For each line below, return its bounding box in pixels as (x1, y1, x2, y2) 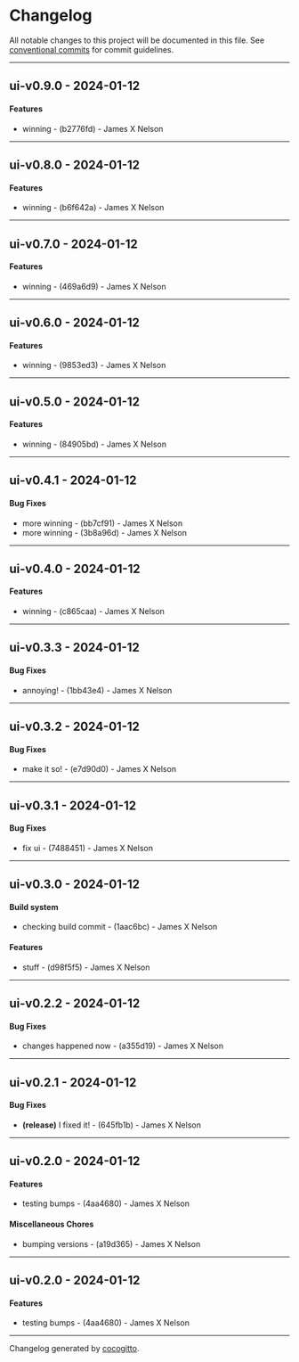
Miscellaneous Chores (9, 1218, 94, 1230)
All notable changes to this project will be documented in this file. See (9, 35, 265, 45)
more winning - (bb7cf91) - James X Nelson (21, 518, 183, 529)
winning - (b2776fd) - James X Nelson (21, 123, 164, 134)
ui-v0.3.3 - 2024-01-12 (9, 640, 140, 655)
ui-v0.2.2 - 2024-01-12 (9, 996, 141, 1012)
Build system (9, 901, 59, 912)
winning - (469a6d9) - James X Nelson (21, 281, 166, 291)
